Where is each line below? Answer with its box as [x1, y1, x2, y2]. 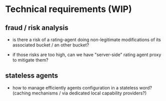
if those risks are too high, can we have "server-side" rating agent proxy [12, 51, 161, 57]
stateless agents [5, 71, 58, 80]
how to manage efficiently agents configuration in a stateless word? [12, 84, 152, 90]
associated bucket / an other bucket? [12, 42, 89, 48]
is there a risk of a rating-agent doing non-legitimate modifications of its [12, 36, 161, 42]
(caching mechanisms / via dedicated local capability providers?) [12, 90, 146, 96]
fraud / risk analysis [5, 23, 68, 32]
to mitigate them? [12, 57, 48, 63]
